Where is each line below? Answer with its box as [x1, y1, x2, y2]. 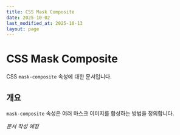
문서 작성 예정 [6, 123, 40, 130]
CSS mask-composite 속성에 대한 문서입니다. [6, 73, 112, 80]
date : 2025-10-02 [6, 15, 50, 21]
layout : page [6, 26, 40, 32]
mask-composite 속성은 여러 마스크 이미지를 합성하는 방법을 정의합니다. [6, 110, 175, 117]
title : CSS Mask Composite [6, 9, 75, 15]
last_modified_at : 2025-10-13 [6, 20, 83, 26]
